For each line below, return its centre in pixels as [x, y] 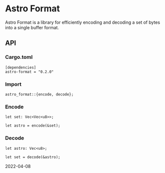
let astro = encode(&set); [33, 126]
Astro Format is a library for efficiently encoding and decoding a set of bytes [82, 22]
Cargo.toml [19, 57]
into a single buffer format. [32, 27]
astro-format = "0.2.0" [30, 72]
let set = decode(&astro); [33, 157]
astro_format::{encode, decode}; [39, 94]
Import [13, 84]
